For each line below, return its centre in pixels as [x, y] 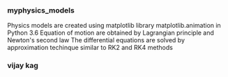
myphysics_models [41, 10]
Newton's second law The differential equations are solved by [96, 40]
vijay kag [23, 66]
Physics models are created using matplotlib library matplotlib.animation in [114, 26]
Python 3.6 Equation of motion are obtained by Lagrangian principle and [111, 33]
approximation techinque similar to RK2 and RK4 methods [90, 48]
